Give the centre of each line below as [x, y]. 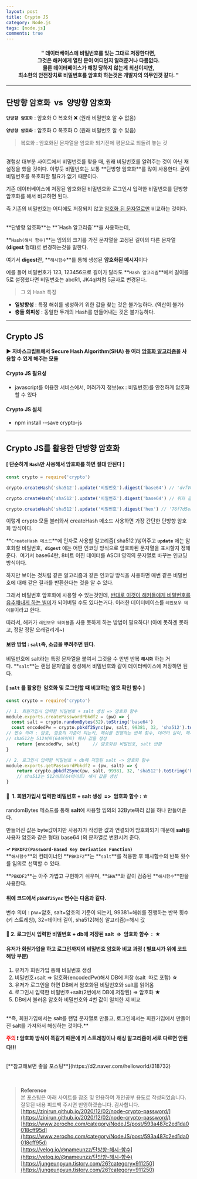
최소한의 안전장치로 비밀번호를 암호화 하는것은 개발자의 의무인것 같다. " [98, 75]
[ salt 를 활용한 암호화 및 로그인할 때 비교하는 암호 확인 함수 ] [76, 688]
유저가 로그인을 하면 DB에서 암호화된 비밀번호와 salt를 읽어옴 [84, 985]
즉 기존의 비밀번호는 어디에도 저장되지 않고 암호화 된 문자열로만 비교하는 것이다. [97, 209]
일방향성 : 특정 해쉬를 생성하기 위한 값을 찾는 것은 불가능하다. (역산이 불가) [99, 305]
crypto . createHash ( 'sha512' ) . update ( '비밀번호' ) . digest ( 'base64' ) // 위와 [96, 498]
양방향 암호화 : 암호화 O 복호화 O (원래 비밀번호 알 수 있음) [71, 131]
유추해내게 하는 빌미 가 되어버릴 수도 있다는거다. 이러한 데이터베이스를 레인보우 [94, 602]
